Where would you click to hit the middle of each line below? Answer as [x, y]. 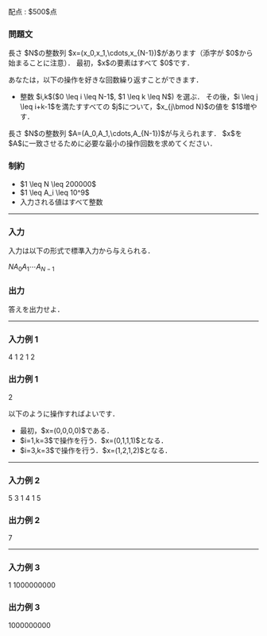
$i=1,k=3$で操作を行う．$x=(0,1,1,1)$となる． [94, 440]
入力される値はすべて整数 [61, 202]
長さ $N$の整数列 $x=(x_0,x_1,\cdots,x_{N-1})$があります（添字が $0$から [131, 53]
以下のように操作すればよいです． [64, 413]
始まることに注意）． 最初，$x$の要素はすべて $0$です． [101, 63]
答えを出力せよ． [36, 309]
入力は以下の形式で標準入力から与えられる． [81, 250]
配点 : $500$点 [33, 12]
